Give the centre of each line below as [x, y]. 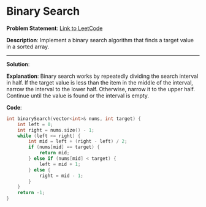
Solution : [18, 64]
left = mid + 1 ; [60, 164]
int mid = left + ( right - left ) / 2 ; [78, 141]
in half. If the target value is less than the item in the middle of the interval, [100, 82]
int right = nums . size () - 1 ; [56, 130]
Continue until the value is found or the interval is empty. [78, 96]
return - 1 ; [31, 193]
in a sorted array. [28, 47]
